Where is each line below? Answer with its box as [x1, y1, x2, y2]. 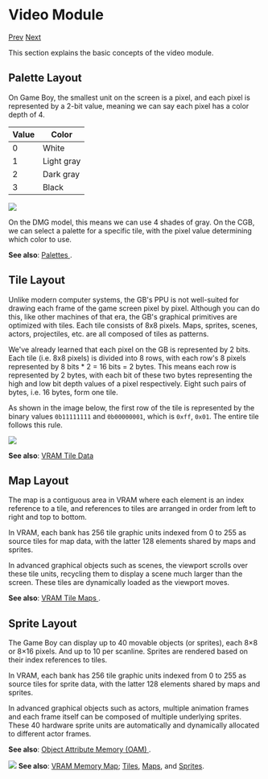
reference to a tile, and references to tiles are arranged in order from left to [8, 504, 256, 513]
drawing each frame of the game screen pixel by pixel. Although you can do [8, 303, 260, 313]
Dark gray [43, 168, 80, 179]
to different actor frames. [8, 729, 92, 739]
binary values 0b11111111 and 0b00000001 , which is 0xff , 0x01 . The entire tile [8, 411, 259, 421]
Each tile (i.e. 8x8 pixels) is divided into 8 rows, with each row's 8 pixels [8, 352, 247, 363]
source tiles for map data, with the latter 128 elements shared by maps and [8, 537, 256, 546]
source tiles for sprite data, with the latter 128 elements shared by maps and [8, 679, 260, 689]
